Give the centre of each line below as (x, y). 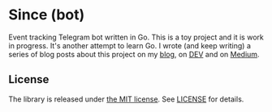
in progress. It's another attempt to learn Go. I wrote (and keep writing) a (130, 45)
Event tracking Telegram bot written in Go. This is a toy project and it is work (136, 37)
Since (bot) (47, 15)
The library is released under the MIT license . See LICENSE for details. (126, 99)
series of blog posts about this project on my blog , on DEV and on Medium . (134, 54)
